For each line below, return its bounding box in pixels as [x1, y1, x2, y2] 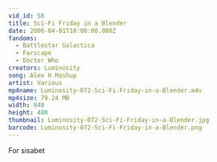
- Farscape [15, 49, 52, 57]
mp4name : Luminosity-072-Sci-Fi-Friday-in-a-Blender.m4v [8, 86, 203, 95]
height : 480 [8, 109, 48, 117]
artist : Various [8, 79, 62, 87]
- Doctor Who [15, 57, 59, 65]
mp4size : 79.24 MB [8, 94, 70, 102]
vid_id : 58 [8, 11, 45, 20]
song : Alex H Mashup [8, 71, 78, 79]
